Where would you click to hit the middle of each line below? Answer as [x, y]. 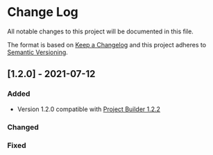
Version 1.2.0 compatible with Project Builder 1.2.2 [89, 109]
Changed [23, 127]
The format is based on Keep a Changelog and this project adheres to [107, 44]
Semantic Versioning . [37, 52]
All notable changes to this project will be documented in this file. [101, 31]
